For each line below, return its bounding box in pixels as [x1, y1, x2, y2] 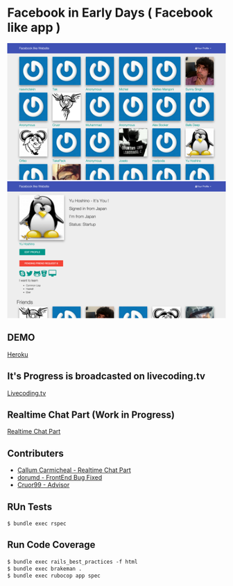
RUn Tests [7, 500, 53, 512]
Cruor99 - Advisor [17, 481, 70, 489]
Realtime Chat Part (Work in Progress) [7, 409, 175, 421]
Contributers [7, 447, 64, 459]
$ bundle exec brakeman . [7, 565, 82, 572]
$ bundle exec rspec [7, 520, 67, 527]
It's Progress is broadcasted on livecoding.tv [7, 371, 206, 382]
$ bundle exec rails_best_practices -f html [7, 558, 138, 565]
